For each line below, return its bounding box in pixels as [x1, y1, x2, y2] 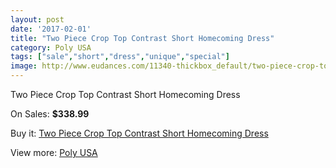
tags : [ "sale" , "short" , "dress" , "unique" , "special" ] [10, 52, 230, 62]
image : [10, 61, 38, 71]
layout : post [10, 14, 65, 25]
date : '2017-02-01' [10, 24, 92, 34]
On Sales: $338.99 [10, 108, 90, 120]
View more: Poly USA [10, 147, 98, 158]
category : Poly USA [10, 42, 92, 53]
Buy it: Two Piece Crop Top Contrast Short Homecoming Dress [10, 127, 269, 139]
